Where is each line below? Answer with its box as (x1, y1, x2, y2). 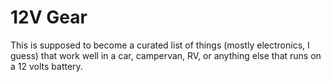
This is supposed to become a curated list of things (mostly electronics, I (10, 39, 310, 51)
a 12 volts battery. (10, 60, 83, 72)
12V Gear (10, 6, 88, 29)
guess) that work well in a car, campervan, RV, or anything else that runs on (10, 49, 322, 61)
